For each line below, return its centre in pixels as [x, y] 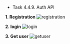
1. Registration [20, 17]
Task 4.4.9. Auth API [33, 7]
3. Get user [17, 36]
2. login [13, 26]
